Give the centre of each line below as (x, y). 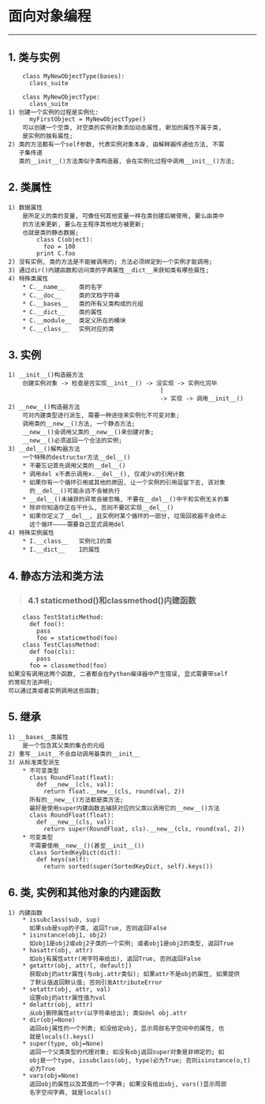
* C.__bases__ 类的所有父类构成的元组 (83, 304)
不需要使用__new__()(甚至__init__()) (87, 846)
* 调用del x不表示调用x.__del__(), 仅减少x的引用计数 (104, 475)
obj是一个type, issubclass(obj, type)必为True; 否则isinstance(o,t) (140, 1060)
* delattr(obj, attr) (58, 1004)
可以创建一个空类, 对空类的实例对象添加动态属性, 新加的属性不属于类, (122, 127)
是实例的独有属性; (48, 136)
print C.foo (56, 253)
